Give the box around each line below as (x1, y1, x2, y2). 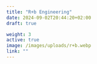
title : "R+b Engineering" (6, 9, 72, 15)
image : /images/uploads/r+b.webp (6, 43, 92, 49)
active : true (6, 37, 40, 43)
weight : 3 (6, 31, 32, 37)
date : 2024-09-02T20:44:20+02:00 (6, 15, 92, 21)
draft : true (6, 20, 37, 26)
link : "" (6, 48, 29, 55)
